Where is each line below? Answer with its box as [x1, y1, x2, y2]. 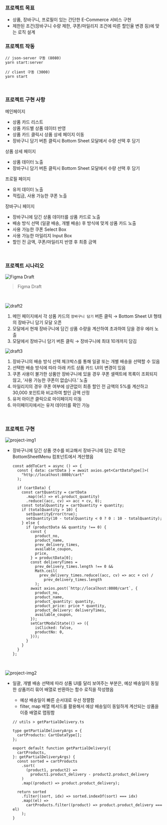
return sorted [17, 790, 46, 795]
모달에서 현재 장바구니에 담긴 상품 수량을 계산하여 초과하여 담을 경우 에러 [12, 326, 154, 332]
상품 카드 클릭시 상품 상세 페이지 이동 [12, 131, 85, 137]
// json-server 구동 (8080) [5, 55, 61, 60]
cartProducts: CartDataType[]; [17, 733, 82, 738]
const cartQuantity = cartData [21, 490, 87, 495]
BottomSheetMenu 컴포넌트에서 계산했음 [12, 453, 94, 460]
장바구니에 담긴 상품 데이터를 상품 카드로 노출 [12, 214, 101, 220]
